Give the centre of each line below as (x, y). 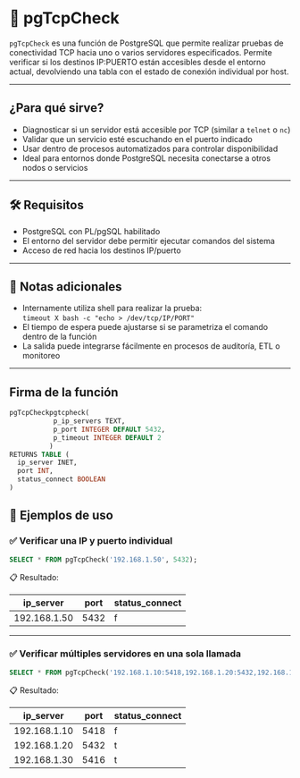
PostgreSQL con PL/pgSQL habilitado (91, 231)
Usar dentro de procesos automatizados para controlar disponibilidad (150, 148)
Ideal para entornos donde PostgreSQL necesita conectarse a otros (146, 158)
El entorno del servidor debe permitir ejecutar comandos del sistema (148, 241)
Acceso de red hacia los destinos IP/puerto (101, 250)
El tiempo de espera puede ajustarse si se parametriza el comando (145, 327)
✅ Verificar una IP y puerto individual (91, 541)
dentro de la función (59, 337)
